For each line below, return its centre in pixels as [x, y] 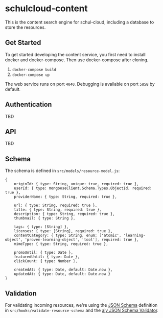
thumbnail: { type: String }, [45, 219]
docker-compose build [34, 70]
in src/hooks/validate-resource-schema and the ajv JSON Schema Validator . [82, 310]
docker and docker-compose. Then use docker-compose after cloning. [77, 60]
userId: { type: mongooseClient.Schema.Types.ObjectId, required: [83, 188]
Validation [21, 293]
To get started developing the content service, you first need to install [75, 54]
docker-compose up [31, 75]
